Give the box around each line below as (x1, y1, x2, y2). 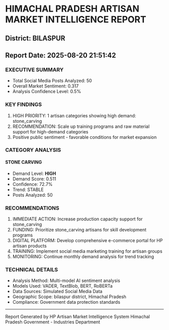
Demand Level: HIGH (12, 170, 56, 176)
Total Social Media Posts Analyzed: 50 (12, 78, 92, 84)
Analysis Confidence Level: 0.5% (12, 88, 81, 95)
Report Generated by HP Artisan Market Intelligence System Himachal (5, 314, 150, 320)
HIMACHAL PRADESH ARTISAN (5, 3, 140, 15)
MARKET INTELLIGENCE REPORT (5, 14, 147, 25)
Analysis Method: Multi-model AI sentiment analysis (12, 277, 121, 284)
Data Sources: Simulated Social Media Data (12, 289, 103, 295)
